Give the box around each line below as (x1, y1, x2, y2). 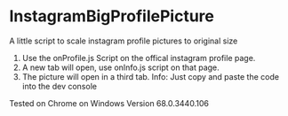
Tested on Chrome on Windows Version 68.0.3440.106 (9, 97, 209, 108)
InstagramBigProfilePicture (9, 6, 215, 27)
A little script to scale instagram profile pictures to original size (9, 35, 238, 46)
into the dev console (21, 81, 98, 91)
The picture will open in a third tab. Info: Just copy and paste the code (21, 71, 280, 81)
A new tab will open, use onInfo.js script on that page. (21, 62, 220, 73)
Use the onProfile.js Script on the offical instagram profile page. (21, 52, 256, 63)
